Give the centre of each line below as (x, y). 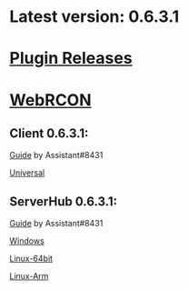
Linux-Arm (29, 276)
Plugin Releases (71, 59)
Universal (27, 173)
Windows (27, 241)
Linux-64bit (31, 259)
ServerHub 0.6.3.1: (64, 201)
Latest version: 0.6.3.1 (94, 17)
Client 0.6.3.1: (49, 133)
